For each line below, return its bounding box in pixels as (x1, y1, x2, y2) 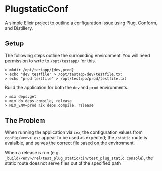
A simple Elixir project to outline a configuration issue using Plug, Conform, (5, 20, 158, 26)
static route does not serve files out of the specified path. (5, 160, 122, 166)
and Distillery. (5, 25, 33, 31)
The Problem (5, 116, 45, 125)
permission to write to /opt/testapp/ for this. (5, 58, 96, 64)
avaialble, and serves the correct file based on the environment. (5, 140, 135, 146)
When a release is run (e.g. (5, 149, 60, 155)
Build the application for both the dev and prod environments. (5, 85, 129, 90)
